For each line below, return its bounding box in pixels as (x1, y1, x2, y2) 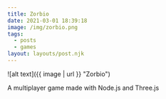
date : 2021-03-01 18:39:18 (7, 17, 88, 24)
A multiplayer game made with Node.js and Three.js (7, 83, 160, 92)
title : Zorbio (7, 10, 50, 18)
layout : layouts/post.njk (7, 51, 84, 58)
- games (14, 43, 37, 51)
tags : (7, 30, 24, 38)
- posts (14, 37, 37, 44)
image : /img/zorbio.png (7, 24, 78, 31)
